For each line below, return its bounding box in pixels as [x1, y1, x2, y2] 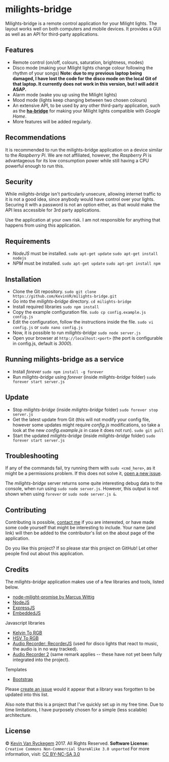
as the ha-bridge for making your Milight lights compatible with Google [12, 107, 160, 114]
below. [5, 584, 19, 590]
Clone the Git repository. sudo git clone [12, 288, 97, 295]
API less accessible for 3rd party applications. [5, 207, 101, 213]
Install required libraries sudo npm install [12, 304, 99, 310]
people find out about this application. [5, 551, 84, 557]
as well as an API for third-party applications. [5, 31, 99, 37]
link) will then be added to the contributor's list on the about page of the [5, 530, 155, 536]
